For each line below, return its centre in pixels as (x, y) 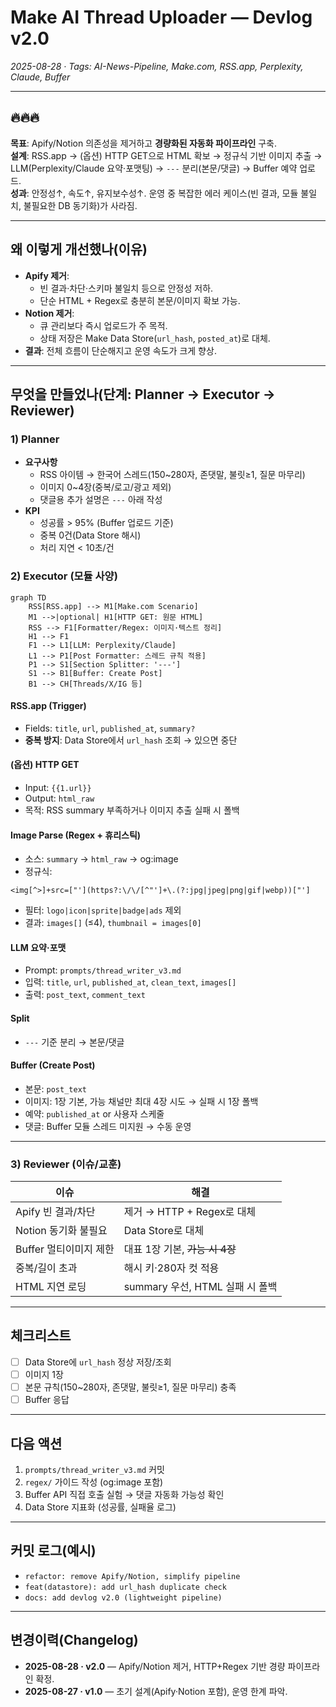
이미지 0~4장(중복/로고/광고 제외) (105, 487)
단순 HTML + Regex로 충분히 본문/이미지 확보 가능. (140, 300)
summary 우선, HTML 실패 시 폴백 (200, 1287)
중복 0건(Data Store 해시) (90, 535)
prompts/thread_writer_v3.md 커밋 (94, 1469)
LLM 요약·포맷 (38, 947)
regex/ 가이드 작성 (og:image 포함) (94, 1482)
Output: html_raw (59, 798)
